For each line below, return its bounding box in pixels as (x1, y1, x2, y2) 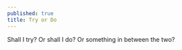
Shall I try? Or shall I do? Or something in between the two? (7, 35, 176, 43)
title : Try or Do (7, 16, 57, 23)
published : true (7, 10, 54, 17)
